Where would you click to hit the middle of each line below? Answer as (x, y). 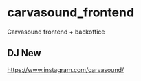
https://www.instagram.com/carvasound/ (66, 69)
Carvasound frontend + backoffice (56, 32)
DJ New (24, 53)
